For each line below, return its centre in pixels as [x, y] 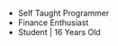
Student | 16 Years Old [59, 32]
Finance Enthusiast [53, 23]
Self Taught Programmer [64, 13]
